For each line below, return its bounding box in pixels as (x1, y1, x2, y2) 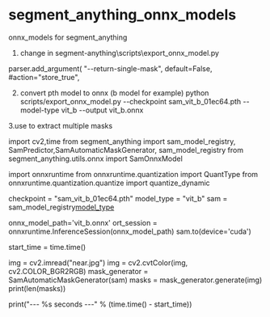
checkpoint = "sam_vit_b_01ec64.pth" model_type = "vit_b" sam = (8, 193, 228, 203)
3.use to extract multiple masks (8, 120, 113, 130)
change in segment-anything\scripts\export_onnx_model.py (19, 48, 220, 57)
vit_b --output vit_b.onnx (61, 105, 144, 115)
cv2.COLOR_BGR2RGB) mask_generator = (8, 266, 149, 276)
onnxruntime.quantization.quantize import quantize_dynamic (8, 178, 210, 188)
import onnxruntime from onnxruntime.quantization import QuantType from (8, 169, 259, 179)
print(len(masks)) (8, 283, 66, 293)
